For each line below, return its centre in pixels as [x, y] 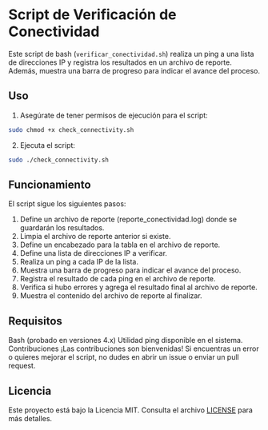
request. [22, 366]
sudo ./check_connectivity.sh [59, 160]
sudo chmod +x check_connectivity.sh [71, 129]
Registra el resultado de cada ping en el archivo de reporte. [118, 279]
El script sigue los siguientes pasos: [67, 204]
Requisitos [35, 321]
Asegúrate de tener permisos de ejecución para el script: [114, 115]
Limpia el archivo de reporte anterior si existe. [95, 237]
